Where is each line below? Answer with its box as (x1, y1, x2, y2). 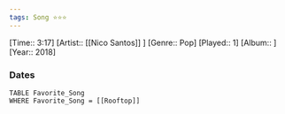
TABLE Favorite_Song (9, 88, 86, 97)
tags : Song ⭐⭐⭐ (9, 12, 67, 22)
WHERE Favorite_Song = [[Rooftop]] (9, 96, 141, 105)
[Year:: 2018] (9, 46, 56, 57)
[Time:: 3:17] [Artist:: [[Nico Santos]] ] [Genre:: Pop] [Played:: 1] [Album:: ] (9, 37, 277, 48)
